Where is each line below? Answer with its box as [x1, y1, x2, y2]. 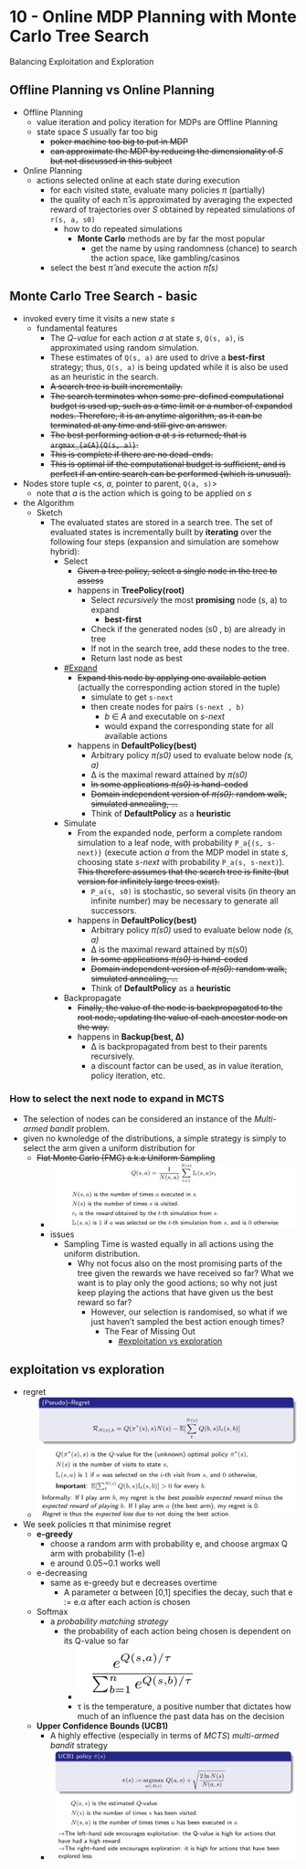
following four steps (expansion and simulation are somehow [49, 536, 280, 547]
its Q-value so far [63, 1635, 130, 1646]
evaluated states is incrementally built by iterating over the [49, 526, 272, 537]
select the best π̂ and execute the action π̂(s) [49, 262, 219, 273]
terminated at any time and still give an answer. [49, 419, 227, 430]
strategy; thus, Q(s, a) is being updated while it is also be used [49, 361, 289, 372]
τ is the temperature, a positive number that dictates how [77, 1701, 292, 1712]
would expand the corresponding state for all [104, 720, 274, 732]
